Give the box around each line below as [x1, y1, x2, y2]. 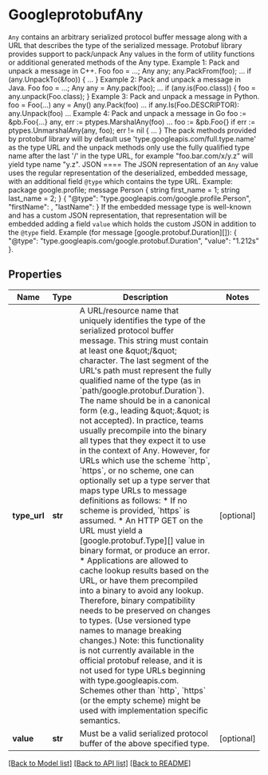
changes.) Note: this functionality [79, 634, 204, 645]
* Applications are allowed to [79, 554, 189, 565]
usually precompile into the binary [79, 425, 207, 436]
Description [122, 291, 169, 302]
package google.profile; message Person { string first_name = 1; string [8, 185, 240, 194]
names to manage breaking [79, 625, 182, 636]
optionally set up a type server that [79, 474, 211, 485]
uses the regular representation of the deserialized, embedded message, [8, 168, 248, 178]
